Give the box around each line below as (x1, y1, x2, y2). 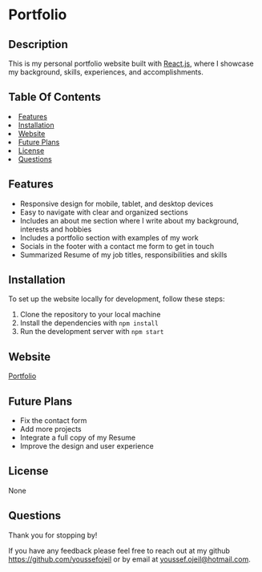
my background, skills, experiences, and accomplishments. (8, 67, 204, 77)
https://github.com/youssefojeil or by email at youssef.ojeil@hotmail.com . (8, 554, 251, 564)
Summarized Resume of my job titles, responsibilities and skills (19, 250, 228, 260)
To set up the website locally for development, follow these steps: (8, 294, 225, 304)
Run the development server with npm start (19, 327, 164, 336)
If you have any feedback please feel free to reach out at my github (8, 546, 231, 555)
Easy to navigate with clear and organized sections (19, 207, 188, 217)
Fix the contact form (19, 416, 87, 425)
